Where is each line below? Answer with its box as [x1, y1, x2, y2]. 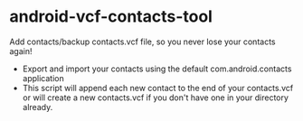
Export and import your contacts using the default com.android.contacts [22, 63, 292, 74]
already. [22, 101, 53, 112]
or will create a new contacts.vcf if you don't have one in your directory [22, 92, 289, 103]
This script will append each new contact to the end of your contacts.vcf [22, 82, 294, 93]
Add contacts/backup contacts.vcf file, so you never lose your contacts [9, 36, 276, 47]
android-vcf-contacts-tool [9, 6, 213, 27]
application [22, 72, 65, 83]
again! [9, 45, 33, 56]
